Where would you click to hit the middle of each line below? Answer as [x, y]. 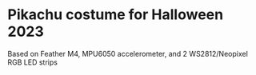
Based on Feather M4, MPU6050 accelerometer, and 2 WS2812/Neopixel [128, 53]
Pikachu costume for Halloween [116, 15]
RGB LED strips [32, 62]
